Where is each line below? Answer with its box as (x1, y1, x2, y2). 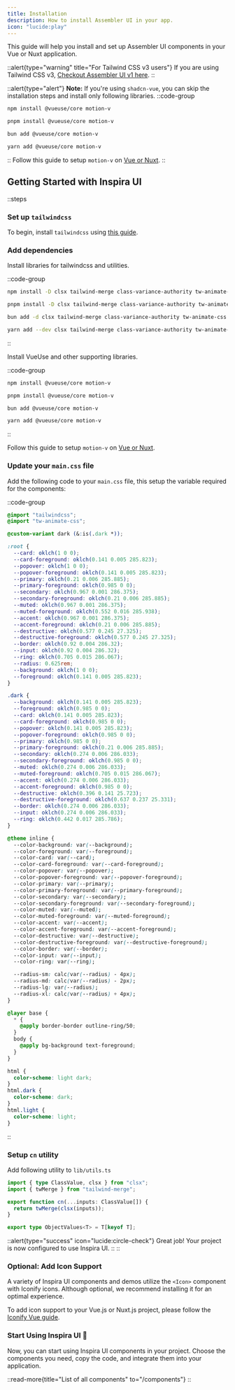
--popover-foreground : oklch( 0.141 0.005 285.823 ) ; (13, 569, 168, 576)
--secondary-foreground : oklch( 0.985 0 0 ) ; (13, 757, 142, 764)
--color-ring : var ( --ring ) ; (13, 959, 96, 966)
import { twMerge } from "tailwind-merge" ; (7, 1186, 136, 1193)
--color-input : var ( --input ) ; (13, 952, 101, 959)
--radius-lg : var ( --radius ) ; (13, 984, 99, 991)
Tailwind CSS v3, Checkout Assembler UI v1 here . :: (7, 71, 155, 79)
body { (13, 1036, 33, 1042)
